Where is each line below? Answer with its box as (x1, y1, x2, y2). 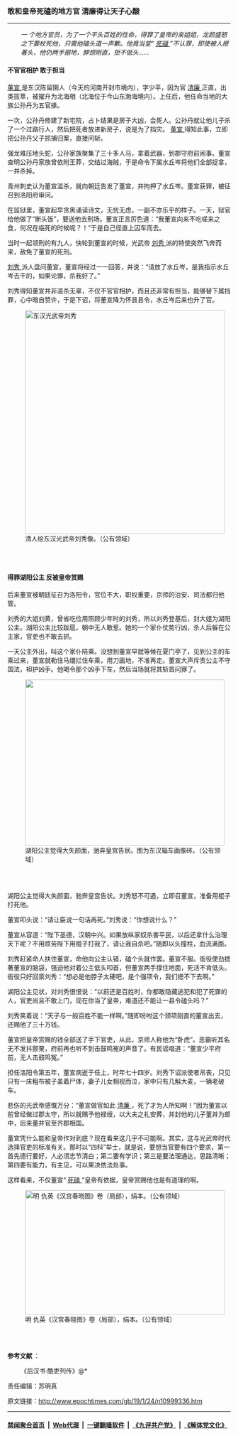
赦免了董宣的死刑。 (19, 247, 76, 256)
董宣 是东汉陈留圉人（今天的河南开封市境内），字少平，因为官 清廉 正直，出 (7, 83, 227, 92)
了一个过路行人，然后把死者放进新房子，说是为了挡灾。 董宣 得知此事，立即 (7, 124, 228, 133)
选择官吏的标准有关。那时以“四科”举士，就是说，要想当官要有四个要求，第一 (7, 1143, 230, 1151)
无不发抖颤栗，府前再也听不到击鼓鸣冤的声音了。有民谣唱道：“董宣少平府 (7, 1044, 222, 1052)
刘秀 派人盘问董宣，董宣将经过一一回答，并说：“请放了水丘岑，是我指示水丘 (7, 262, 229, 271)
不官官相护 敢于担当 (7, 65, 65, 74)
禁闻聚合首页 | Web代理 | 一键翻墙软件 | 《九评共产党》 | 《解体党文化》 (7, 1421, 228, 1430)
